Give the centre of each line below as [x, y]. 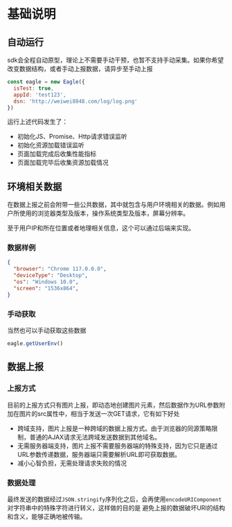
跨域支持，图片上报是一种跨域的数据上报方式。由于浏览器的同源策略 [114, 428]
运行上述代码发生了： [37, 122]
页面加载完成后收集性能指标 [57, 154]
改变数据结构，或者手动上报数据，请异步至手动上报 [80, 69]
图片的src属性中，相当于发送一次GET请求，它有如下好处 [99, 413]
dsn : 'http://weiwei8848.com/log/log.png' [75, 101]
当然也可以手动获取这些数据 [47, 331]
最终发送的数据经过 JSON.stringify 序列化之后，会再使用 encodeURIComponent [115, 499]
